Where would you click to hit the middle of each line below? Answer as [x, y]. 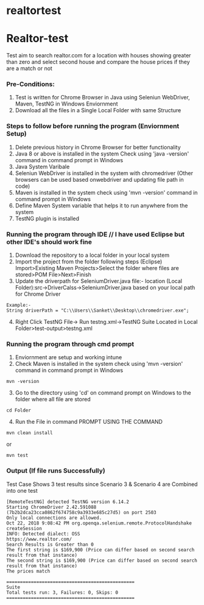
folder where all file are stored [53, 399]
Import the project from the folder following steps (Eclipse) [89, 262]
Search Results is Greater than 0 [50, 544]
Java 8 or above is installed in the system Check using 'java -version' [102, 154]
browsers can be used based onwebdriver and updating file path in [99, 179]
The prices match [28, 571]
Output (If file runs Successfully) [56, 471]
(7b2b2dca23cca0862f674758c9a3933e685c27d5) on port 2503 [81, 512]
